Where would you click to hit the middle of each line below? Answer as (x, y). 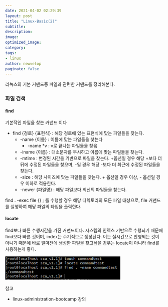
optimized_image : (23, 43)
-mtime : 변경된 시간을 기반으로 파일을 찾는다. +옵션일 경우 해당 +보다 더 (91, 159)
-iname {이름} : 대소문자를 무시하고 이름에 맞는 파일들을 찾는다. (82, 152)
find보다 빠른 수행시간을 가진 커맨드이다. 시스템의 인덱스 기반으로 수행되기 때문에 (84, 230)
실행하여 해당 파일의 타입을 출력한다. (46, 207)
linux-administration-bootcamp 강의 (49, 299)
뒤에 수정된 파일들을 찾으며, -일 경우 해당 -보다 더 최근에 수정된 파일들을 (90, 165)
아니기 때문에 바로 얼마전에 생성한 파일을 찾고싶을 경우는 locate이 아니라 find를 (82, 243)
